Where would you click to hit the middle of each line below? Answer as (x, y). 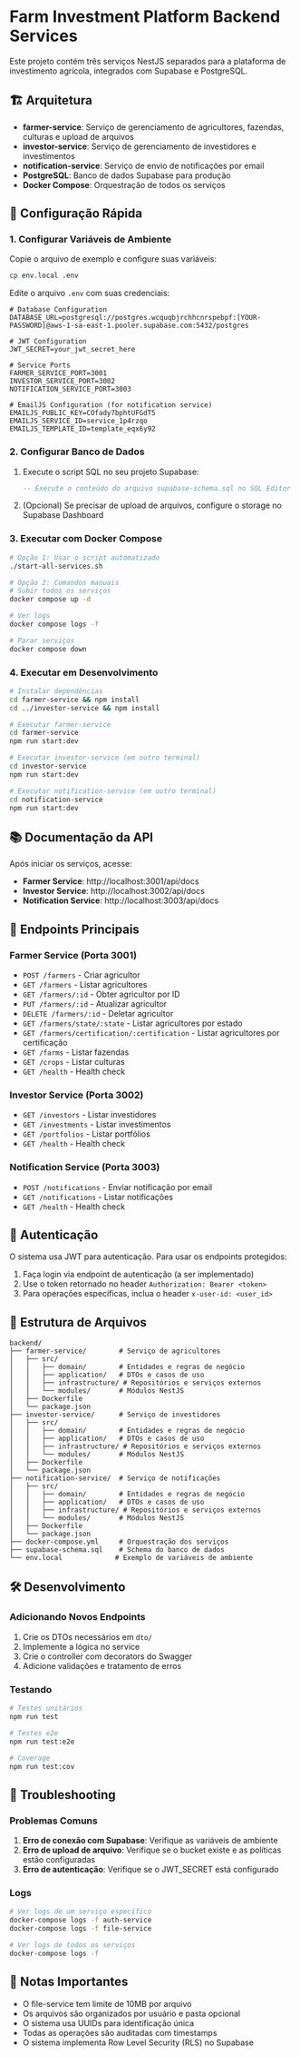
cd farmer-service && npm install (75, 700)
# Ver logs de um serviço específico (81, 1912)
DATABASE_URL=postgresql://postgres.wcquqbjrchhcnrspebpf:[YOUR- (135, 318)
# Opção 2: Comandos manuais (64, 582)
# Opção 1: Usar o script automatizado (85, 557)
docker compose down (48, 649)
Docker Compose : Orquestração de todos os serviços (124, 184)
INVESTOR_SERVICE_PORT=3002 (63, 382)
